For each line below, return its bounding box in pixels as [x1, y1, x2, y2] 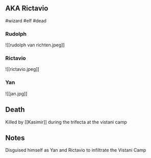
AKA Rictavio [5, 4, 48, 13]
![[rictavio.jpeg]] [5, 66, 39, 72]
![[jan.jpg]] [5, 90, 28, 96]
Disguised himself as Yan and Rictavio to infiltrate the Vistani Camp [5, 147, 146, 153]
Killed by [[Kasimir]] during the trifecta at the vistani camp [5, 119, 127, 125]
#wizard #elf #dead [5, 17, 47, 23]
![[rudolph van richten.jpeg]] [5, 42, 65, 48]
